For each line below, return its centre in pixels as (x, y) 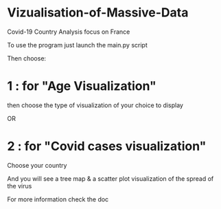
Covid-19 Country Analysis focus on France (69, 32)
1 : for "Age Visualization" (82, 86)
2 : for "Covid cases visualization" (107, 146)
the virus (20, 186)
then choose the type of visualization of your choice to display (95, 105)
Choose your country (37, 165)
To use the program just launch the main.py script (77, 45)
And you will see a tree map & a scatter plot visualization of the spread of (110, 178)
